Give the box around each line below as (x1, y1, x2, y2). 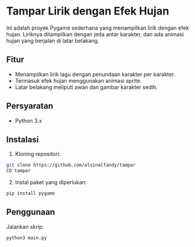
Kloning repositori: (14, 150, 61, 158)
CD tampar (6, 168, 31, 174)
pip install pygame (6, 190, 55, 197)
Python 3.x (14, 117, 42, 124)
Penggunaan (6, 207, 55, 217)
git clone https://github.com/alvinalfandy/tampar (6, 162, 136, 168)
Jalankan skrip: (6, 223, 44, 230)
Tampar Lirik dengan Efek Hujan (6, 4, 170, 18)
